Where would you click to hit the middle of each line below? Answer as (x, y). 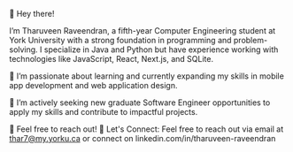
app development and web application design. (94, 85)
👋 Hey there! (32, 14)
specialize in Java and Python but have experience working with (161, 49)
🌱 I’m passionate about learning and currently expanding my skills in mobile (147, 76)
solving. (23, 49)
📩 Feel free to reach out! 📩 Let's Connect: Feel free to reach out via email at (146, 129)
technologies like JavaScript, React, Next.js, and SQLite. (112, 59)
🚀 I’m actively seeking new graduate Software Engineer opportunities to (140, 103)
